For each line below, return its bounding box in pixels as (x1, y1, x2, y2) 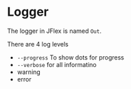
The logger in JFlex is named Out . (7, 27, 102, 35)
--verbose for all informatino (16, 60, 97, 68)
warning (16, 68, 41, 76)
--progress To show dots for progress (16, 53, 125, 62)
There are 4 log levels (7, 40, 69, 48)
